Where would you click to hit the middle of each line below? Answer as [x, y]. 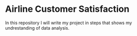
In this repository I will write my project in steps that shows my [68, 23]
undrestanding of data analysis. [37, 28]
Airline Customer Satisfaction [67, 9]
